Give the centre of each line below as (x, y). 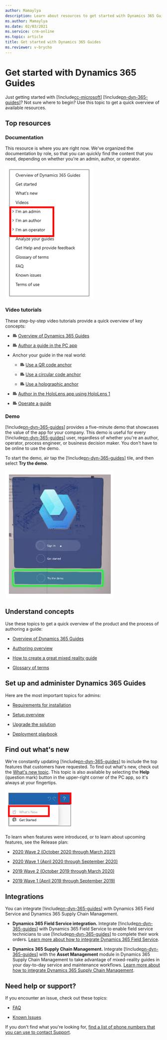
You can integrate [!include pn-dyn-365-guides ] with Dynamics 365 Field (80, 909)
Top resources (28, 123)
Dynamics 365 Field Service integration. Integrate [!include (74, 924)
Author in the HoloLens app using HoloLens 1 (64, 393)
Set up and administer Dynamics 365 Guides (76, 683)
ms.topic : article (24, 37)
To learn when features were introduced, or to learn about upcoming (75, 837)
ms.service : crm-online (30, 32)
